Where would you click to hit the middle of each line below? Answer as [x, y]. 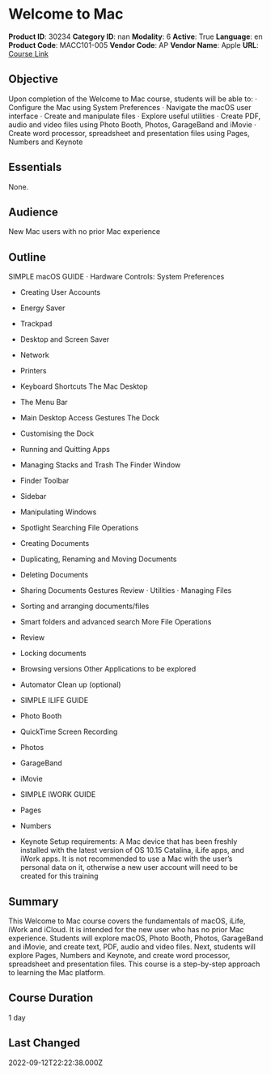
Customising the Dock [57, 433]
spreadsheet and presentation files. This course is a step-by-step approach [134, 964]
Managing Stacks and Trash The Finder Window [100, 465]
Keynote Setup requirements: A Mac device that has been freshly [129, 842]
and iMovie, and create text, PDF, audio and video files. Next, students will [132, 947]
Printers [33, 371]
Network [35, 355]
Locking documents [53, 654]
